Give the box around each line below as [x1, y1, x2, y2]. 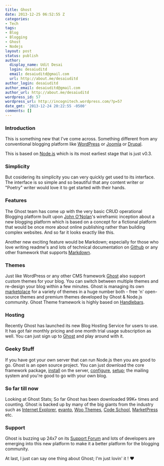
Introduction [5, 125, 35, 131]
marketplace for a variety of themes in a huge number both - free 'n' [5, 289, 144, 295]
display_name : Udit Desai [9, 62, 63, 67]
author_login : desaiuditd [5, 81, 58, 85]
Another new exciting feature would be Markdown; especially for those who [5, 239, 159, 245]
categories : [5, 16, 30, 21]
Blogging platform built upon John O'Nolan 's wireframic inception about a [5, 213, 155, 219]
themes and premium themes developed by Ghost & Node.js [20, 294, 143, 300]
